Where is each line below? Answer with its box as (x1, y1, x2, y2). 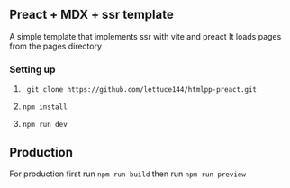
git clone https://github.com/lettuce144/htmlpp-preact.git (26, 85, 258, 94)
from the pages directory (9, 40, 102, 51)
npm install (22, 103, 68, 112)
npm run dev (22, 121, 68, 130)
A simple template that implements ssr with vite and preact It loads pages (9, 31, 282, 41)
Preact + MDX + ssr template (9, 7, 174, 22)
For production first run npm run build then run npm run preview (9, 168, 246, 179)
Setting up (9, 63, 56, 76)
